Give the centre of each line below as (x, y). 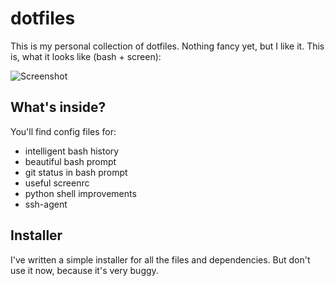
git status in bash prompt (76, 172)
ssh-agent (46, 204)
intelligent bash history (72, 151)
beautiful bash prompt (70, 161)
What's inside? (58, 107)
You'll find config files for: (63, 131)
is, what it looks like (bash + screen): (86, 56)
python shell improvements (80, 193)
